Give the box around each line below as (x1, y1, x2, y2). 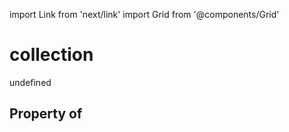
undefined (9, 76, 52, 88)
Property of (9, 105, 83, 123)
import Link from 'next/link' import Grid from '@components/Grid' (9, 9, 280, 20)
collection (9, 44, 94, 66)
